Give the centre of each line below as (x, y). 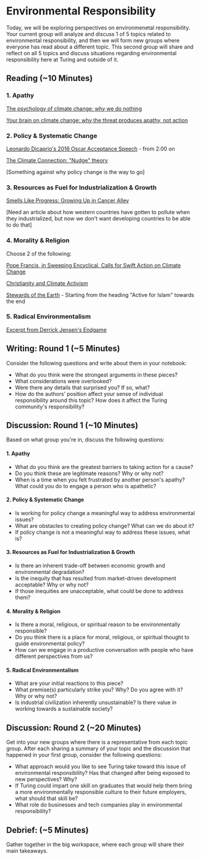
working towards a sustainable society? (64, 709)
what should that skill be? (46, 798)
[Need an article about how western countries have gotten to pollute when (98, 212)
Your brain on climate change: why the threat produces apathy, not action (97, 120)
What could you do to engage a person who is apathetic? (85, 486)
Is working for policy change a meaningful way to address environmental (105, 513)
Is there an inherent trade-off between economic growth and (90, 566)
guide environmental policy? (50, 644)
